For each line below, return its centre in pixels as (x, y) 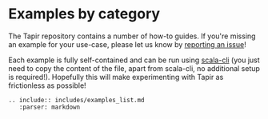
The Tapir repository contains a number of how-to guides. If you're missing (132, 36)
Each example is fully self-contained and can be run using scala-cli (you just (134, 60)
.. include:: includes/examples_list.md (77, 100)
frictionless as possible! (47, 85)
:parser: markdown (50, 107)
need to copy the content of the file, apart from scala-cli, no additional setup (134, 68)
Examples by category (84, 14)
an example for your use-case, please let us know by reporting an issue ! (127, 44)
